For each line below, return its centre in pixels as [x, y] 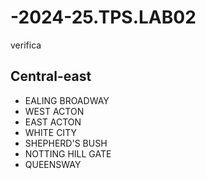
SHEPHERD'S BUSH [66, 143]
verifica [26, 45]
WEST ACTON [54, 111]
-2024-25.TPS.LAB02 [103, 17]
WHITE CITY [50, 132]
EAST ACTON [53, 122]
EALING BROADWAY [67, 100]
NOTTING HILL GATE [68, 153]
